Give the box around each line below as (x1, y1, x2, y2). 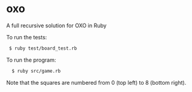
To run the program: (6, 56, 56, 64)
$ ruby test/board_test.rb (8, 45, 78, 51)
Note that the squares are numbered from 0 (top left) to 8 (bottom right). (6, 79, 187, 86)
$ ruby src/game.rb (12, 68, 61, 74)
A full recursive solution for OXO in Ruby (6, 22, 107, 29)
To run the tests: (6, 33, 47, 41)
